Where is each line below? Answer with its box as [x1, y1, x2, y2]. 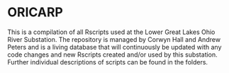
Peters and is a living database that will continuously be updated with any [7, 43, 222, 51]
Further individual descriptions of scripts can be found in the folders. [7, 57, 208, 66]
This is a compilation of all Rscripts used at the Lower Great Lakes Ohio [7, 28, 216, 36]
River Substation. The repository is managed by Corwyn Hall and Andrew [7, 35, 221, 43]
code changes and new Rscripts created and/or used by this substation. [7, 50, 218, 59]
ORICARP [7, 4, 64, 21]
